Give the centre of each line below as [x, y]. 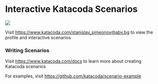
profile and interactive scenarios [38, 37]
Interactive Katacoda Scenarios [71, 9]
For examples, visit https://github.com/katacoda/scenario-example [73, 76]
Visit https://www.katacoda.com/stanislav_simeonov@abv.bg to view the [79, 32]
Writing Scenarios [27, 50]
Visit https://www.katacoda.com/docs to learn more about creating [73, 61]
